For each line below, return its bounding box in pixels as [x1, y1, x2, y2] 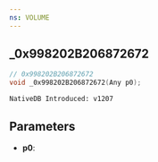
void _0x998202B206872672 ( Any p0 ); [9, 78, 142, 88]
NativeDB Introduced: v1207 [9, 95, 114, 104]
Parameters [9, 118, 76, 134]
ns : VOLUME [9, 13, 50, 22]
